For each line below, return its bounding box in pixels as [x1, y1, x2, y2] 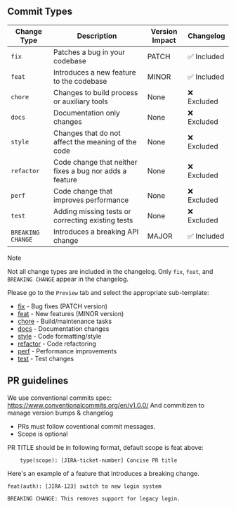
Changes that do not [53, 128, 121, 138]
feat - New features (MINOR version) [17, 309, 124, 318]
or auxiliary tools [53, 96, 108, 106]
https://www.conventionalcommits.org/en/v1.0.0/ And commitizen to [7, 401, 205, 409]
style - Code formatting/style [17, 332, 102, 340]
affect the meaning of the [53, 137, 137, 146]
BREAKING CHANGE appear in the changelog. [7, 275, 129, 283]
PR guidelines [7, 375, 69, 387]
